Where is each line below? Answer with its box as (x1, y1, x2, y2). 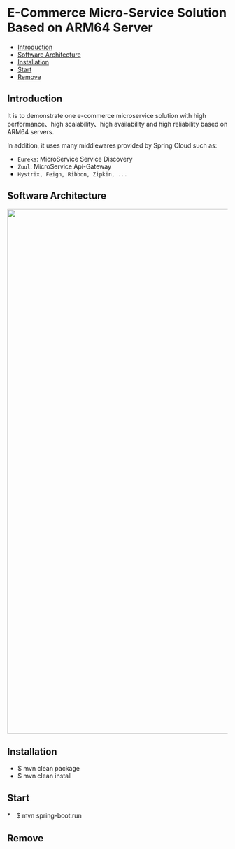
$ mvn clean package (17, 764, 80, 773)
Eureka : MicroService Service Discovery (17, 155, 133, 163)
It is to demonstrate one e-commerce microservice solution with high (7, 111, 206, 120)
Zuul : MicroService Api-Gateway (17, 162, 112, 171)
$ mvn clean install (17, 771, 72, 780)
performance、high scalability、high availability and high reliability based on (7, 120, 228, 128)
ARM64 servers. (7, 127, 55, 136)
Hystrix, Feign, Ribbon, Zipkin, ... (17, 171, 128, 178)
